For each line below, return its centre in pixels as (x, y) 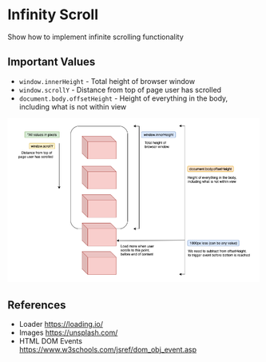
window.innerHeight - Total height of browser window (107, 81)
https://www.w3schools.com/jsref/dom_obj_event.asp (108, 350)
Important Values (52, 62)
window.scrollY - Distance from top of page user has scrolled (120, 90)
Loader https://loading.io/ (61, 324)
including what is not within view (73, 106)
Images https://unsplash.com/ (68, 332)
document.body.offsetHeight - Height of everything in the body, (123, 98)
